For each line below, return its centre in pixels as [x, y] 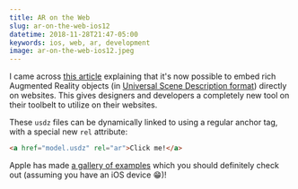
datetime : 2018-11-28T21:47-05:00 [74, 34]
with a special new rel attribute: [69, 132]
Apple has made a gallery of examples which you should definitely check [145, 165]
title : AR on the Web [50, 17]
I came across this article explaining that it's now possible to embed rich [143, 76]
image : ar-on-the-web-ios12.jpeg [72, 51]
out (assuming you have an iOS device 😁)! [88, 175]
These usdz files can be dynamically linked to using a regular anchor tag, [144, 123]
